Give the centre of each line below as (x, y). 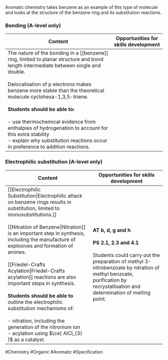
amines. (17, 252)
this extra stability (28, 134)
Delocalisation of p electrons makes (49, 84)
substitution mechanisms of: (41, 308)
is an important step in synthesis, (46, 233)
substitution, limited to (34, 208)
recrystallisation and (117, 286)
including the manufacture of (42, 239)
